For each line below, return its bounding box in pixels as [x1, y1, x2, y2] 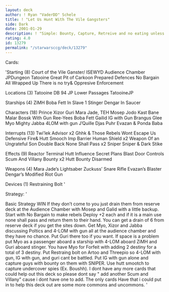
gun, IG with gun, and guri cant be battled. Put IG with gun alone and [5, 254, 149, 261]
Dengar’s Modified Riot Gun [5, 171, 63, 177]
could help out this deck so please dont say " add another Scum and [5, 271, 149, 277]
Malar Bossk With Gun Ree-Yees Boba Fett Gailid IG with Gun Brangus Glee [5, 115, 162, 121]
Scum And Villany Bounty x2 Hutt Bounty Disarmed [5, 156, 113, 162]
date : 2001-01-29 [5, 26, 42, 31]
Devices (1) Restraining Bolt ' [5, 181, 65, 187]
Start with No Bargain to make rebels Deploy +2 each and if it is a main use [5, 211, 162, 217]
